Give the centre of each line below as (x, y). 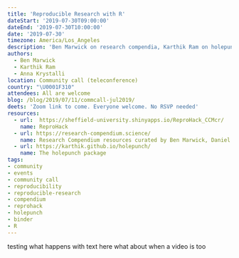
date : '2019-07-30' (36, 34)
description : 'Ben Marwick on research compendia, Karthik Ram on (108, 47)
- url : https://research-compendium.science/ (83, 133)
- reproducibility (34, 186)
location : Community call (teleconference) (73, 80)
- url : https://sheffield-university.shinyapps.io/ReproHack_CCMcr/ (119, 120)
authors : (20, 54)
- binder (20, 220)
